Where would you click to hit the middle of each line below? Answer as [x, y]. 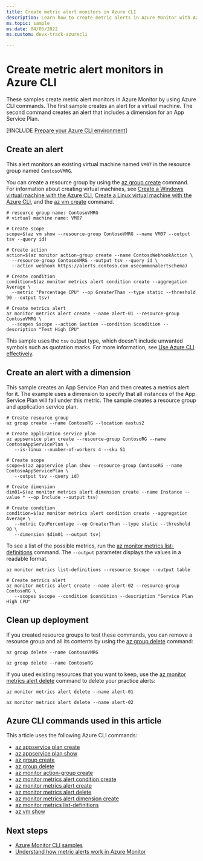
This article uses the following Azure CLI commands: [72, 735]
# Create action [27, 250]
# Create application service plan [51, 434]
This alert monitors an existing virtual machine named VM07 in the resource [98, 164]
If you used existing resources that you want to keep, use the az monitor [96, 674]
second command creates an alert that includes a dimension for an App [95, 112]
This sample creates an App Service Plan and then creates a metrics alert [98, 387]
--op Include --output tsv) [63, 497]
